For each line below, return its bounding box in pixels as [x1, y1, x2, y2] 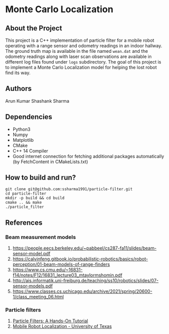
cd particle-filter [5, 191, 47, 196]
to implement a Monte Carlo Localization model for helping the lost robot [5, 65, 157, 70]
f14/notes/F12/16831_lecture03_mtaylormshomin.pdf [12, 272, 123, 278]
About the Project [5, 24, 62, 33]
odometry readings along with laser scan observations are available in [5, 53, 152, 59]
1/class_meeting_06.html [12, 294, 64, 300]
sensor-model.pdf [12, 251, 51, 257]
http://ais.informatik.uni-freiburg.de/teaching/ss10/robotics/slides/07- [12, 278, 159, 284]
